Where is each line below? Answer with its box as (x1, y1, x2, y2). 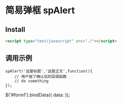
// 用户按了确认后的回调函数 (14, 74, 67, 79)
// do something (14, 78, 49, 84)
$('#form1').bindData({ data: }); (5, 92, 70, 98)
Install (5, 25, 25, 33)
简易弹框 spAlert (5, 5, 75, 16)
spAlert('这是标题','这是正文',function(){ (5, 68, 93, 74)
